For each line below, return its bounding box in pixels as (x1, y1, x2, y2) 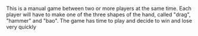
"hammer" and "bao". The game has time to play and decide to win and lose (6, 17, 192, 24)
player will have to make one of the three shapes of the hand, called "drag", (6, 11, 191, 18)
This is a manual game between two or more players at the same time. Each (6, 5, 192, 12)
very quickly (6, 23, 37, 30)
